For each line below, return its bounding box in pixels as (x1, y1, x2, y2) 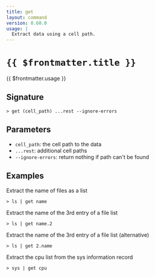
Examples (6, 171, 44, 181)
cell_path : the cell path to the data (14, 140, 102, 148)
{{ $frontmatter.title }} (6, 57, 136, 69)
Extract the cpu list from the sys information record (6, 254, 133, 261)
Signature (6, 92, 44, 102)
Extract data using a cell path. (11, 31, 96, 37)
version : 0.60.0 (6, 20, 47, 26)
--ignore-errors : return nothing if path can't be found (14, 153, 150, 160)
